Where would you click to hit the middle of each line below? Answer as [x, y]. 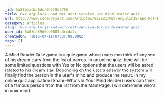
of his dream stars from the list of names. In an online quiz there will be [76, 60]
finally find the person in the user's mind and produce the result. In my [75, 75]
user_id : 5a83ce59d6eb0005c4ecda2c [41, 32]
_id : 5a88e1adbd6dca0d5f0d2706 [37, 9]
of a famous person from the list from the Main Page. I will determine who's [80, 85]
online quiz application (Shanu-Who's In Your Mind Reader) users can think [80, 80]
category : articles [25, 23]
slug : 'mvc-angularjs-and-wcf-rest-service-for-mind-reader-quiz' [73, 28]
